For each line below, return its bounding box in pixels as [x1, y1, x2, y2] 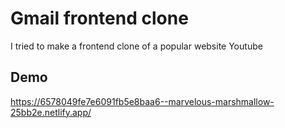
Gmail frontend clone [10, 7, 189, 30]
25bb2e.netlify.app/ [10, 106, 92, 118]
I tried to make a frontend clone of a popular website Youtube [10, 40, 263, 52]
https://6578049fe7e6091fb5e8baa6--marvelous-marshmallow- [10, 95, 275, 107]
